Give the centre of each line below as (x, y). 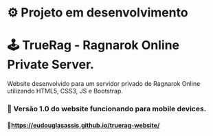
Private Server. (51, 65)
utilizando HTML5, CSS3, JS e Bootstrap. (65, 91)
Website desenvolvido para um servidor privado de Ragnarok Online (104, 84)
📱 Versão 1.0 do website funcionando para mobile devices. (107, 109)
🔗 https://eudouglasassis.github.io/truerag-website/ (83, 125)
